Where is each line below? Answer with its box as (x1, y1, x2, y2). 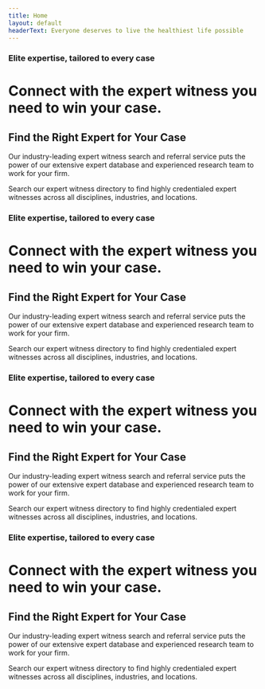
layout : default (8, 19, 62, 27)
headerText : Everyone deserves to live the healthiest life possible (8, 26, 244, 34)
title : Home (8, 11, 48, 20)
